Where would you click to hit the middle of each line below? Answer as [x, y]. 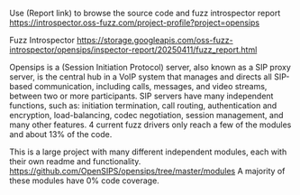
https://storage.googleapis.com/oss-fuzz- [155, 40]
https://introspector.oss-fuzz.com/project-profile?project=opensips [134, 23]
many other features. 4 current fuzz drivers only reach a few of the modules [150, 125]
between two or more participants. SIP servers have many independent [141, 96]
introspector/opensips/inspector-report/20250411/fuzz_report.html [133, 50]
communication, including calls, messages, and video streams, [151, 86]
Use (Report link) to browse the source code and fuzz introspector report [145, 13]
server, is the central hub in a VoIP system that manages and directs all [141, 77]
